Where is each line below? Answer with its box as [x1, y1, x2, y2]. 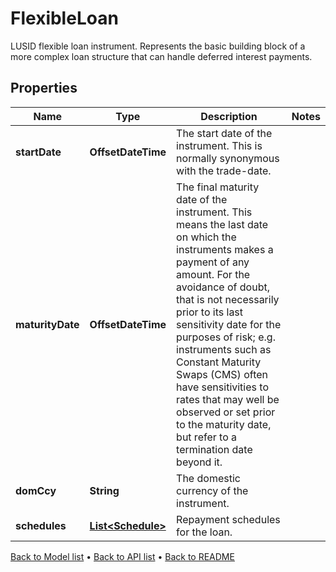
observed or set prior [176, 405, 276, 419]
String [89, 483, 120, 497]
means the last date [176, 217, 269, 231]
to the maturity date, [176, 417, 272, 431]
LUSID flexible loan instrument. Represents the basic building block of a [10, 40, 306, 52]
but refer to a [176, 430, 238, 444]
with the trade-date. [176, 163, 272, 177]
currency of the [176, 483, 249, 497]
